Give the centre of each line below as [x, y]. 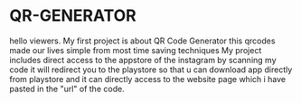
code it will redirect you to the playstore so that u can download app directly [151, 70]
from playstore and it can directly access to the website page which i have [148, 79]
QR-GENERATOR [73, 16]
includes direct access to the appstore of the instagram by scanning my [143, 60]
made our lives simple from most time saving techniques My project [136, 50]
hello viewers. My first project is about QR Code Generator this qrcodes [142, 41]
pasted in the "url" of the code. [67, 89]
